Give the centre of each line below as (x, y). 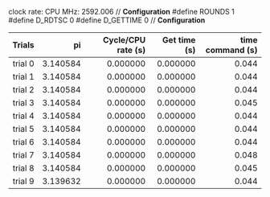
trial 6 (23, 142)
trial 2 (23, 90)
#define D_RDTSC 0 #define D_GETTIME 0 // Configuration (107, 20)
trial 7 (23, 155)
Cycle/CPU (125, 40)
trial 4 (23, 116)
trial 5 (23, 129)
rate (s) (131, 50)
